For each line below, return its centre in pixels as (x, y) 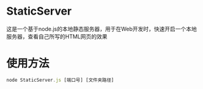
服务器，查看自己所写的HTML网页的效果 (57, 36)
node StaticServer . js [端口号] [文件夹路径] (60, 80)
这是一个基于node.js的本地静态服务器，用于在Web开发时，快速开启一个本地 (102, 29)
